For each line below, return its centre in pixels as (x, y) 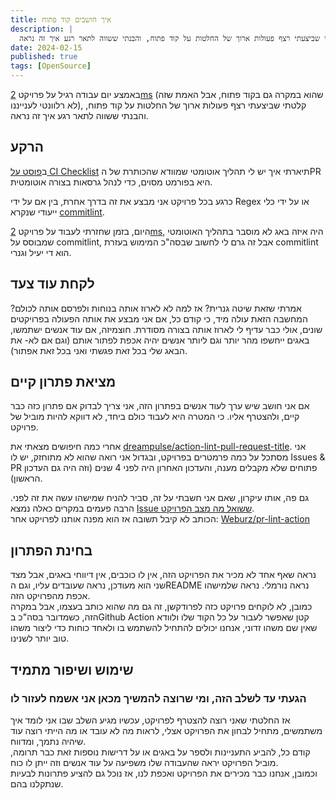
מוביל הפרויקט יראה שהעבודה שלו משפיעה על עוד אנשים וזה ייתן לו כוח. (144, 762)
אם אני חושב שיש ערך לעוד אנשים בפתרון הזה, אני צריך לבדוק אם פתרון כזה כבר (160, 406)
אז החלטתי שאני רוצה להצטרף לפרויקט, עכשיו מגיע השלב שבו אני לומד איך (150, 720)
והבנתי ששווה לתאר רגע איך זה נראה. (79, 115)
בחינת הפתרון (51, 550)
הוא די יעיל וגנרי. (41, 252)
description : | (42, 29)
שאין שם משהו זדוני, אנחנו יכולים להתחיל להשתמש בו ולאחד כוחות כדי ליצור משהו (164, 628)
